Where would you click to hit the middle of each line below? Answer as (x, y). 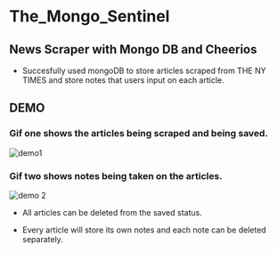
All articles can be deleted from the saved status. (112, 212)
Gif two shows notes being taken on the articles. (116, 175)
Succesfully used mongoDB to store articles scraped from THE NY (144, 70)
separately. (43, 239)
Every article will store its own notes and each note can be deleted (144, 230)
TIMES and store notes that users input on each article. (123, 80)
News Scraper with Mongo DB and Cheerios (133, 49)
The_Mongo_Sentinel (90, 16)
